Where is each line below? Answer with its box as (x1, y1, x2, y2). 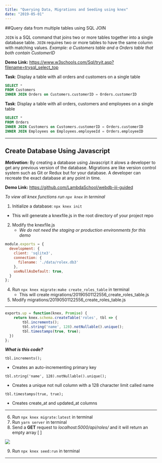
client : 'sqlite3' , (13, 251, 53, 256)
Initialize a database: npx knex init (12, 203, 82, 209)
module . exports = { (5, 242, 44, 247)
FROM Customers (5, 88, 36, 93)
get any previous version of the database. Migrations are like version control (5, 165, 157, 171)
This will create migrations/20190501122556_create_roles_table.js (19, 292, 149, 298)
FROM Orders (5, 120, 29, 125)
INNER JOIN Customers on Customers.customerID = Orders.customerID (5, 124, 144, 129)
